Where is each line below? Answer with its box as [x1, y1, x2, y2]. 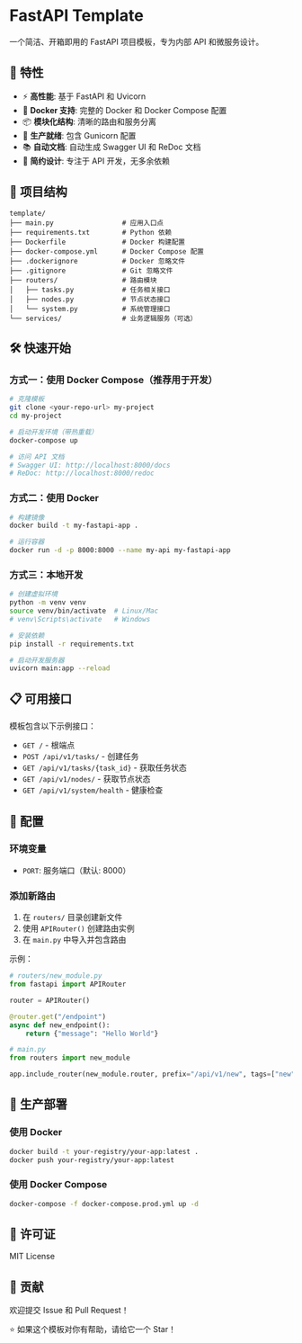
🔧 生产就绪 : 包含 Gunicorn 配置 [22, 130, 137, 140]
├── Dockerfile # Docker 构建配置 [9, 237, 186, 246]
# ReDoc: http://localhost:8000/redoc [9, 469, 155, 478]
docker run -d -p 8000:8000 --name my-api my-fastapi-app [9, 546, 231, 555]
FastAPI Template [9, 5, 144, 26]
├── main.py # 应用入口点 [9, 218, 164, 228]
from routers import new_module [9, 1053, 130, 1062]
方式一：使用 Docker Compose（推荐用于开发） [9, 373, 218, 386]
